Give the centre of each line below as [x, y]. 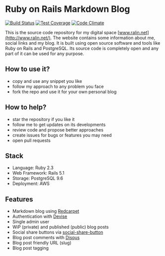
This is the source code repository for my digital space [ [62, 32]
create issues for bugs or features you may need [62, 135]
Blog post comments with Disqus [46, 238]
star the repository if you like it [43, 119]
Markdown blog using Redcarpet [46, 211]
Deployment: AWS [31, 184]
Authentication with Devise [40, 216]
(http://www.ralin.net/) [28, 38]
